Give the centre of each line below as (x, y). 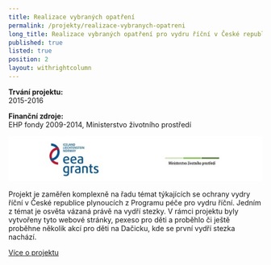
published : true (35, 43)
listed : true (30, 51)
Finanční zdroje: (36, 116)
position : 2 (28, 60)
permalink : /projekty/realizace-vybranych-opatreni (97, 25)
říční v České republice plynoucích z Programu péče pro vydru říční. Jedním (135, 203)
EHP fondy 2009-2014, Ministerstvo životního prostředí (100, 124)
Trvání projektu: (36, 92)
